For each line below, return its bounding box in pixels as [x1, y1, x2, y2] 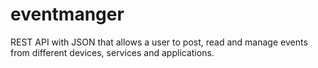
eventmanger [10, 3, 125, 26]
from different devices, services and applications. [10, 46, 215, 58]
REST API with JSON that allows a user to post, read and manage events [10, 36, 308, 48]
